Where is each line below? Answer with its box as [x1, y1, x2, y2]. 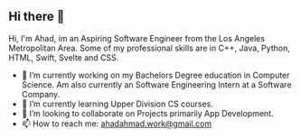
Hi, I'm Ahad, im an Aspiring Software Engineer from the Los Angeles [8, 32, 266, 43]
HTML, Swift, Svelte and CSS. [8, 51, 119, 63]
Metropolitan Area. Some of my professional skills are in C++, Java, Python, [8, 42, 290, 53]
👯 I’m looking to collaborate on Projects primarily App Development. [21, 107, 274, 118]
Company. [21, 88, 61, 99]
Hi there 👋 [8, 9, 65, 24]
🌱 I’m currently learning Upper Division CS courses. [21, 98, 213, 109]
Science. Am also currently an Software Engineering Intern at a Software [21, 78, 292, 90]
